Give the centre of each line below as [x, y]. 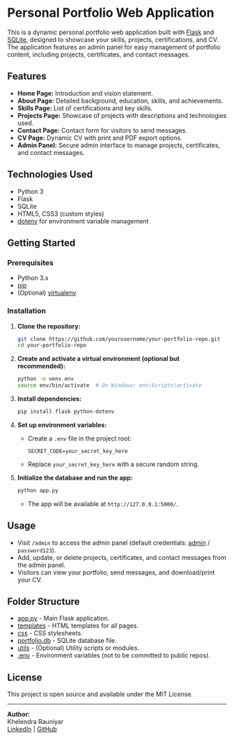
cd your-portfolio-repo [52, 346]
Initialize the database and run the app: [75, 478]
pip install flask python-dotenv [66, 412]
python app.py [38, 490]
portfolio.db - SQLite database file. [67, 641]
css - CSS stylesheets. [50, 633]
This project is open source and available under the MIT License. [100, 694]
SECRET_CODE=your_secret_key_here [78, 451]
